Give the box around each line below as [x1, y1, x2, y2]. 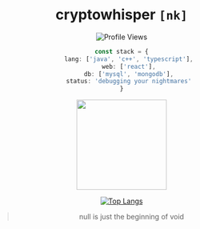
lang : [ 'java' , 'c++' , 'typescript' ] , [64, 54, 194, 63]
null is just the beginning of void [78, 212, 185, 222]
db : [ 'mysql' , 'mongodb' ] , [83, 70, 174, 78]
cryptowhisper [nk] [55, 6, 188, 24]
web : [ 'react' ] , [102, 62, 157, 70]
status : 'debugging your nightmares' [66, 78, 192, 86]
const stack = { [94, 47, 149, 55]
